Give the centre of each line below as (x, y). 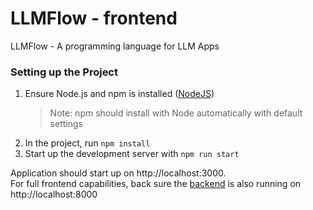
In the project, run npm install (87, 143)
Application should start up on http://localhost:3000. (118, 173)
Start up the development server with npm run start (132, 154)
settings (66, 124)
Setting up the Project (64, 72)
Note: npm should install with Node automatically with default (176, 113)
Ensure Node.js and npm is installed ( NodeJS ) (119, 94)
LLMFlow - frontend (94, 18)
